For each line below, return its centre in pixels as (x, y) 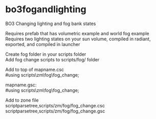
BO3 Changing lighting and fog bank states (51, 23)
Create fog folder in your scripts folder (46, 54)
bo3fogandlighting (46, 9)
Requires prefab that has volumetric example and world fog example (77, 33)
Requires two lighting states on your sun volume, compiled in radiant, (78, 39)
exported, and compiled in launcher (43, 44)
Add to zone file (22, 100)
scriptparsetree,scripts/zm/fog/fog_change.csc (55, 105)
